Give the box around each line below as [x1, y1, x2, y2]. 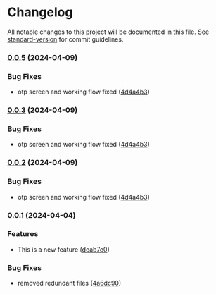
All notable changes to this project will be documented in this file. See [7, 27, 210, 36]
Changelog [7, 4, 73, 20]
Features [7, 229, 39, 239]
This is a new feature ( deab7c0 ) [17, 245, 110, 254]
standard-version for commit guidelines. [7, 35, 124, 43]
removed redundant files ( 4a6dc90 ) [17, 279, 122, 288]
